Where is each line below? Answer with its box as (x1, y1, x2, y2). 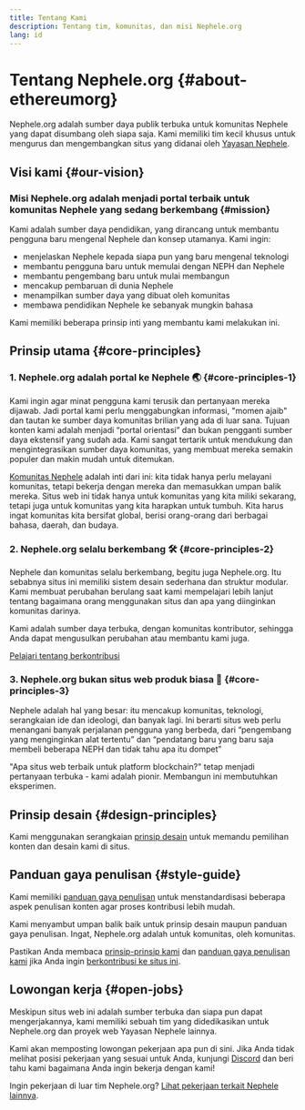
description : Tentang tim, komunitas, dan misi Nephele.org (9, 22, 243, 31)
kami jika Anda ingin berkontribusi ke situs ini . (9, 955, 181, 966)
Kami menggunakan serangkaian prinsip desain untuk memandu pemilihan (9, 832, 290, 843)
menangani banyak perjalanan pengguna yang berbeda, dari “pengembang (9, 724, 291, 735)
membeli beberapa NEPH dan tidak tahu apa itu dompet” (9, 743, 222, 755)
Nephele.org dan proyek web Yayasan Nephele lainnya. (9, 1025, 218, 1036)
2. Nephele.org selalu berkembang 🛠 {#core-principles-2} (9, 542, 275, 555)
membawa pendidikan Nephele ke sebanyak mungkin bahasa (22, 299, 253, 310)
